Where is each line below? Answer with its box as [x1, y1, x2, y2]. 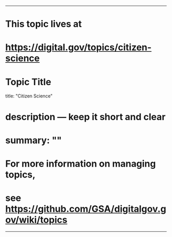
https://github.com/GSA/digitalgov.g [5, 203, 166, 215]
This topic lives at [5, 18, 82, 30]
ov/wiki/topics [5, 214, 68, 226]
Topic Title [5, 76, 51, 88]
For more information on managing [5, 157, 156, 169]
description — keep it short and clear [5, 111, 166, 123]
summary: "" [5, 134, 62, 146]
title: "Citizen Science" [5, 93, 53, 99]
